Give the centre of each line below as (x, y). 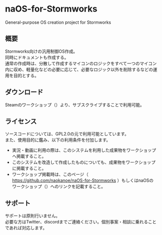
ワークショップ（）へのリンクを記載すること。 (59, 187)
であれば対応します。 (26, 228)
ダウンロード (24, 92)
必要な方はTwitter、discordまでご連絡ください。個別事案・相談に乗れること (81, 222)
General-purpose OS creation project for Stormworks (58, 22)
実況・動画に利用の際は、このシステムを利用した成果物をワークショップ (84, 150)
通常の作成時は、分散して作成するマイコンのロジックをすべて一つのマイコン (81, 63)
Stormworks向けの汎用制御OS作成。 (41, 51)
